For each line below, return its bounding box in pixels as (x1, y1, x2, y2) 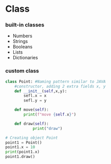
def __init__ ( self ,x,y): (14, 88, 67, 93)
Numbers (12, 33, 33, 39)
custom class (5, 67, 39, 75)
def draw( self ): (14, 121, 49, 126)
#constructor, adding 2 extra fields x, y (14, 84, 106, 89)
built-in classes (5, 21, 45, 29)
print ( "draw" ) (32, 126, 63, 131)
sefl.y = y (23, 98, 47, 103)
